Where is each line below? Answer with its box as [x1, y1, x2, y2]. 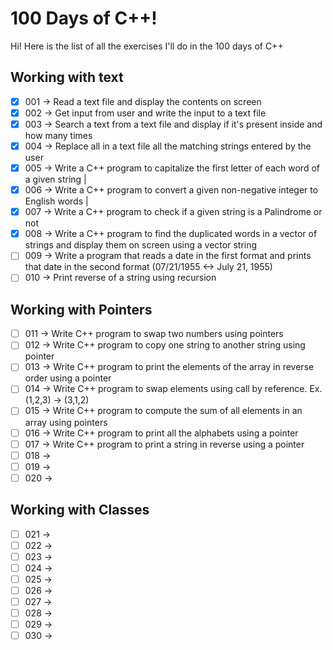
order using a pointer [24, 372, 112, 384]
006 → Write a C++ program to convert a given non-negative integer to [24, 184, 319, 196]
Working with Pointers [10, 301, 153, 318]
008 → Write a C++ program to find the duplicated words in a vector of [24, 228, 318, 240]
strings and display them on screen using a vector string [24, 239, 258, 251]
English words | [24, 195, 89, 207]
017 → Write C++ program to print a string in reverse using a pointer [24, 438, 305, 450]
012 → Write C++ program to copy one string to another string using [24, 339, 306, 351]
